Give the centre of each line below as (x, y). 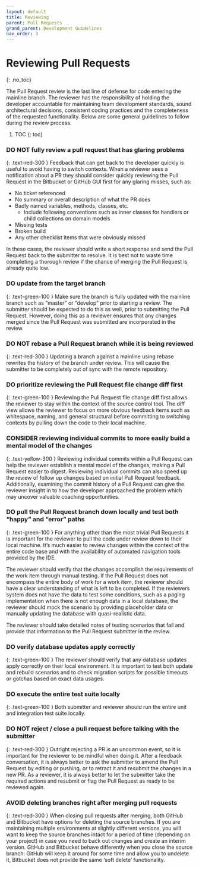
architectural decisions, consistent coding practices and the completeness (97, 110)
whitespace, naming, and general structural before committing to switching (98, 417)
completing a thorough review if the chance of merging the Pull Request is (97, 262)
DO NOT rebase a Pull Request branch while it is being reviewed (100, 343)
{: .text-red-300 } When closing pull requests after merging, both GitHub (94, 815)
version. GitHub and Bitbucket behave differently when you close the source (99, 847)
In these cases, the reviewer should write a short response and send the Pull (100, 249)
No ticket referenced (40, 193)
